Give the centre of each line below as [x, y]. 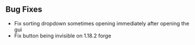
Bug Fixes [24, 10]
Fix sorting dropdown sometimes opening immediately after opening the [102, 23]
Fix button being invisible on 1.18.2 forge [62, 35]
